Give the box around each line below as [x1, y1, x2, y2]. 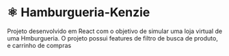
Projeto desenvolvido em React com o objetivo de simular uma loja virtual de [7, 27, 223, 35]
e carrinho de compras [7, 41, 72, 49]
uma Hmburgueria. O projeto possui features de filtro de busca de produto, [7, 34, 219, 42]
